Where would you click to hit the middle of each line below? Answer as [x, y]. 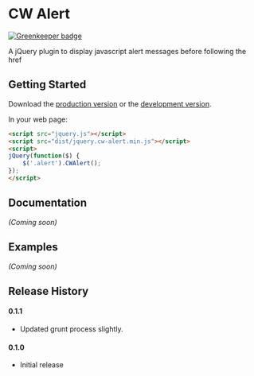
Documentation [48, 203]
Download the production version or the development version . [110, 103]
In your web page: [38, 119]
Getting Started [47, 85]
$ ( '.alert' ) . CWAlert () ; [62, 164]
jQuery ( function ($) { [44, 156]
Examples [33, 247]
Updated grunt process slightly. [71, 329]
